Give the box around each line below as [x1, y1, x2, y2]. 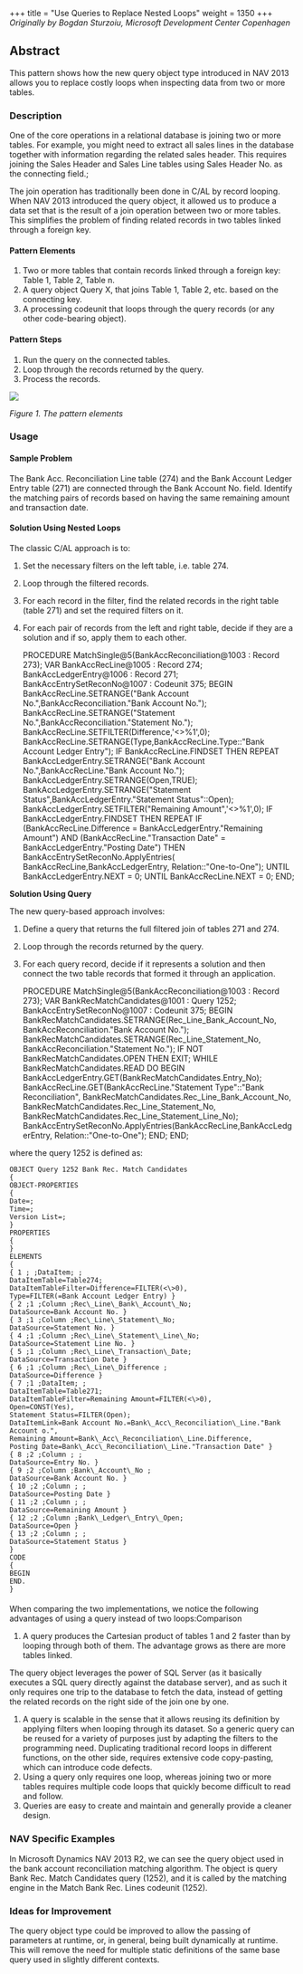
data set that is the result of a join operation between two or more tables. [9, 205, 281, 216]
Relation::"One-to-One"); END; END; [53, 1130, 189, 1140]
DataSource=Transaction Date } [9, 1355, 128, 1364]
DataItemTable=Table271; [9, 1387, 103, 1396]
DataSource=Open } [9, 1521, 79, 1531]
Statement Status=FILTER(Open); [9, 1410, 131, 1419]
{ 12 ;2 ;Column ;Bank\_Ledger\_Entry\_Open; [9, 1513, 184, 1522]
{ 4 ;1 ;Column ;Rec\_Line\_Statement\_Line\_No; [9, 1330, 201, 1340]
